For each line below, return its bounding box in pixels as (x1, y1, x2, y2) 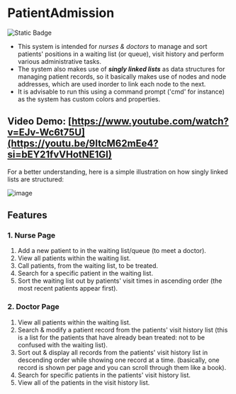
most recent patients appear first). (17, 284, 118, 293)
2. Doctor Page (7, 302, 60, 312)
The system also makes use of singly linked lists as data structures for (17, 64, 225, 73)
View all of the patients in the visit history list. (17, 378, 150, 387)
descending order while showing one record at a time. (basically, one (17, 356, 220, 364)
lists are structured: (7, 175, 64, 184)
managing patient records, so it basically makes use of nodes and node (17, 72, 227, 81)
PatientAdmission (7, 5, 115, 21)
